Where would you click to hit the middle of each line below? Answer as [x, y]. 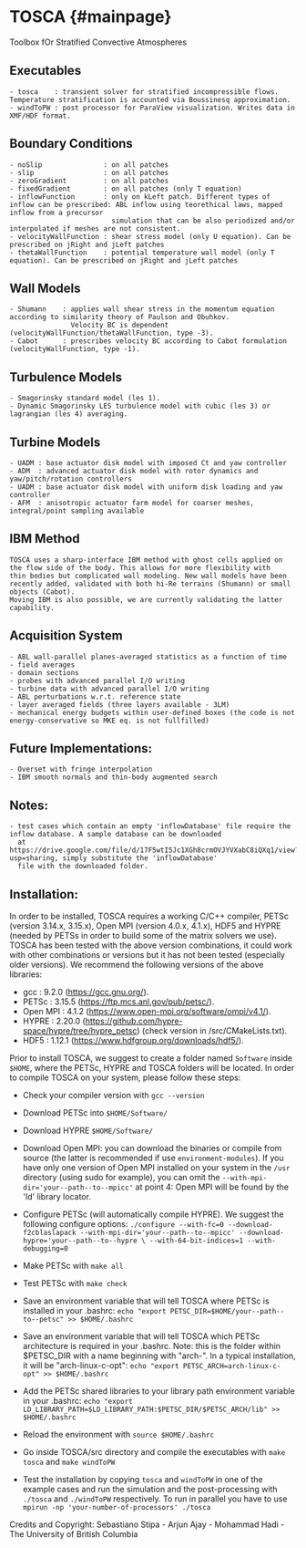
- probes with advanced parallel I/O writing [97, 680]
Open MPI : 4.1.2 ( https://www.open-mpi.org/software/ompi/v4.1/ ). [147, 1012]
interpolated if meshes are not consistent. [95, 229]
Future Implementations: [81, 748]
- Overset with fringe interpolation [81, 769]
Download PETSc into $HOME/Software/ [95, 1113]
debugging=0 [45, 1249]
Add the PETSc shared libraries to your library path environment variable [159, 1391]
